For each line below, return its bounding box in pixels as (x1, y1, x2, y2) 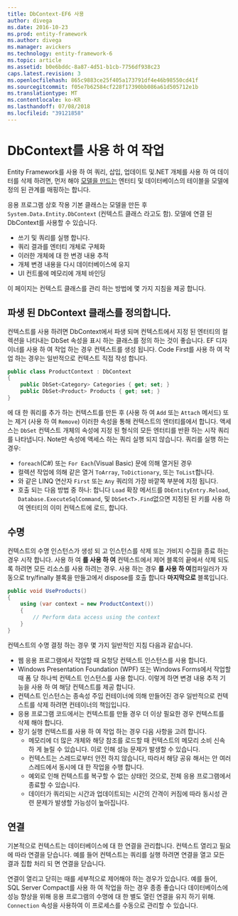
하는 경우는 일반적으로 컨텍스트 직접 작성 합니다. (14, 354, 148, 362)
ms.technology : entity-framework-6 (7, 51, 113, 58)
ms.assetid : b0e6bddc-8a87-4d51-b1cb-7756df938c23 (7, 63, 161, 70)
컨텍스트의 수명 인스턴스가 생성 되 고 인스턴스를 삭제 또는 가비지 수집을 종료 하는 (7, 546, 229, 555)
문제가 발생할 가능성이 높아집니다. (36, 798, 129, 806)
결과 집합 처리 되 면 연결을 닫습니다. (7, 859, 106, 868)
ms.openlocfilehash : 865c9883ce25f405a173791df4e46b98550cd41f (7, 76, 199, 84)
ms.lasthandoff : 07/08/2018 (7, 103, 91, 110)
